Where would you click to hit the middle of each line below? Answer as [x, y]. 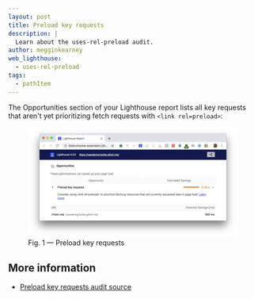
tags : [17, 75]
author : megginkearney [45, 50]
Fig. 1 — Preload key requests [76, 243]
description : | [33, 33]
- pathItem [33, 83]
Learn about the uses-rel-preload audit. [85, 42]
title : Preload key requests [56, 25]
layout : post [30, 17]
